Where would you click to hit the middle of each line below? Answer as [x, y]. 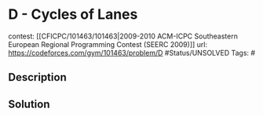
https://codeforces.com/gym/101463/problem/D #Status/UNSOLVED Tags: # [132, 53]
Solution [29, 104]
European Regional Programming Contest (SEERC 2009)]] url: [108, 44]
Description [37, 77]
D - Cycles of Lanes [73, 14]
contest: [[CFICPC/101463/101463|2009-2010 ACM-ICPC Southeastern [123, 36]
